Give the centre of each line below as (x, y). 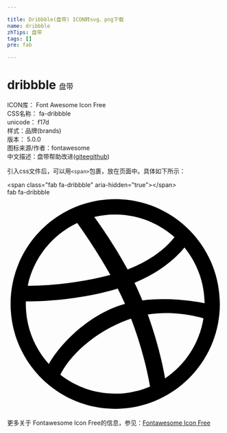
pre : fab (20, 45)
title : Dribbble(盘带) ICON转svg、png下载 (65, 19)
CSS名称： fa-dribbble (39, 113)
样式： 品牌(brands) (34, 131)
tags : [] (20, 38)
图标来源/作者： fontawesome (49, 148)
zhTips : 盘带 (25, 32)
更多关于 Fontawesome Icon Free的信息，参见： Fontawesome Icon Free (109, 423)
